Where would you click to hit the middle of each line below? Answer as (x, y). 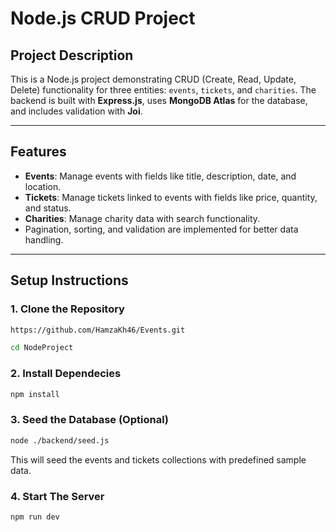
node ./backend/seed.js (60, 440)
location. (43, 186)
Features (38, 152)
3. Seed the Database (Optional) (90, 420)
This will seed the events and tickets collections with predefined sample (158, 459)
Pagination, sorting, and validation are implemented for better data (161, 229)
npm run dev (35, 517)
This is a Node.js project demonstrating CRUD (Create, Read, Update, (153, 79)
